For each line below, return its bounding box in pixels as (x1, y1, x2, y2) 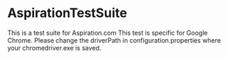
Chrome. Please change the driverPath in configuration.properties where (7, 36, 221, 44)
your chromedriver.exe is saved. (7, 43, 102, 52)
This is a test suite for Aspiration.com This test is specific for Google (7, 28, 208, 37)
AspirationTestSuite (7, 5, 128, 21)
